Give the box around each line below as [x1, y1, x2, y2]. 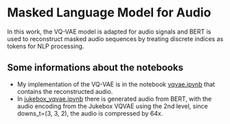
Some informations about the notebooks [7, 62, 184, 73]
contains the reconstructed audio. [16, 87, 113, 95]
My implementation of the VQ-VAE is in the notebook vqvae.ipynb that [16, 80, 215, 88]
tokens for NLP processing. [7, 42, 84, 50]
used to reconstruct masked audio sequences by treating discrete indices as [7, 34, 224, 42]
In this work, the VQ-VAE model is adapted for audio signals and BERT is [7, 27, 211, 36]
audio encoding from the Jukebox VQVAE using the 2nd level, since [16, 101, 208, 110]
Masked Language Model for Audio [7, 5, 211, 21]
